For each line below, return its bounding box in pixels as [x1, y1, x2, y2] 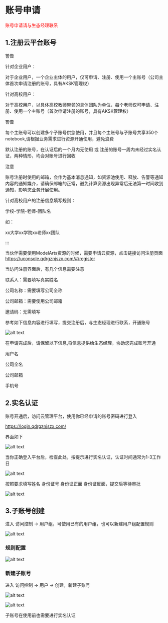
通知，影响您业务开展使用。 [5, 187, 63, 193]
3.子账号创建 [5, 506, 45, 515]
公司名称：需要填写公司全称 [5, 287, 63, 293]
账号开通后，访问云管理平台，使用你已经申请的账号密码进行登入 [5, 413, 137, 419]
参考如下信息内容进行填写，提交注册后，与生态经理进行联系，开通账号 [5, 319, 150, 325]
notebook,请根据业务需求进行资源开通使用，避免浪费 [5, 135, 114, 141]
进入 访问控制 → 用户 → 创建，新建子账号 [5, 582, 90, 588]
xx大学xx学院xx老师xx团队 [5, 229, 60, 236]
